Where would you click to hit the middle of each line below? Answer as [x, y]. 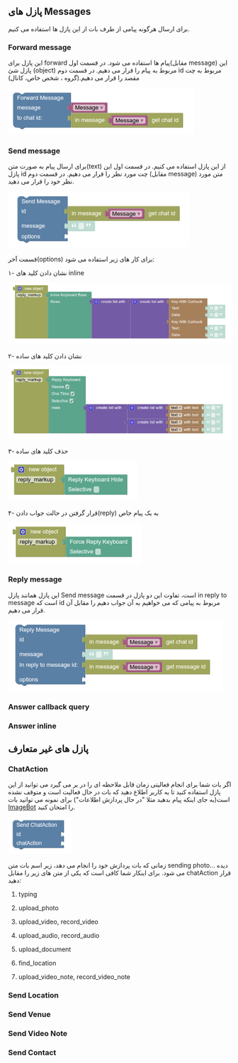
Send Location [34, 995]
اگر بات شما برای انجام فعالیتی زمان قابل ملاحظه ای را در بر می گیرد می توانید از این [120, 784]
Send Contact [32, 1053]
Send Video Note [38, 1034]
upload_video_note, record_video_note [74, 977]
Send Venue [29, 1015]
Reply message [35, 579]
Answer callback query [49, 707]
